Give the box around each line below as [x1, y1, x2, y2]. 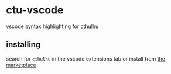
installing [6, 40, 41, 50]
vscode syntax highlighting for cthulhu [6, 23, 99, 30]
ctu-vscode [6, 3, 64, 17]
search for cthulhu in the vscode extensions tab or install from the [6, 55, 166, 62]
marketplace [6, 61, 36, 68]
